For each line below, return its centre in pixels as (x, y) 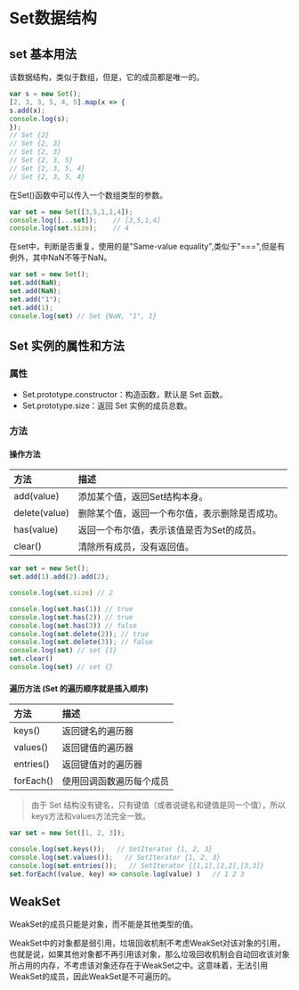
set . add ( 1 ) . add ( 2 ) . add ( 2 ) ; (59, 577)
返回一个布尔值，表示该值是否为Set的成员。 (170, 530)
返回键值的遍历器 (98, 748)
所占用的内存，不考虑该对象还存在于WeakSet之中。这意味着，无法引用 (139, 965)
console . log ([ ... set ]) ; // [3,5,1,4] (85, 220)
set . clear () (31, 659)
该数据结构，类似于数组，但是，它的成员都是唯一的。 (107, 77)
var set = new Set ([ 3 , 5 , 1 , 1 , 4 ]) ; (71, 212)
